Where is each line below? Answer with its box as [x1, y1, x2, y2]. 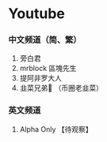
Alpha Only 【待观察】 [19, 124, 93, 134]
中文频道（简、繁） [8, 35, 82, 46]
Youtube [8, 5, 66, 23]
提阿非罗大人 [19, 73, 62, 83]
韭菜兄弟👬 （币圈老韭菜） [19, 84, 103, 93]
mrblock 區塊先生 [19, 64, 77, 73]
